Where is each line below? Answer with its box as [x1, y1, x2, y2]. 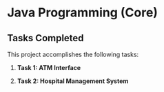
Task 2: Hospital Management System [17, 77, 129, 85]
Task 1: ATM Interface [17, 64, 81, 71]
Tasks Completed [7, 32, 84, 44]
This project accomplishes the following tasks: [7, 50, 139, 58]
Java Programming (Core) [7, 5, 158, 21]
